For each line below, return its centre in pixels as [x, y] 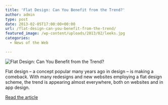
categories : [18, 38]
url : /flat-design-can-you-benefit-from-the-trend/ [61, 29]
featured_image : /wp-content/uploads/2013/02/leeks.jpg [65, 33]
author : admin [20, 15]
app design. [18, 87]
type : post [17, 19]
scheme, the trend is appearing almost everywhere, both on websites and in [84, 82]
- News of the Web [29, 43]
